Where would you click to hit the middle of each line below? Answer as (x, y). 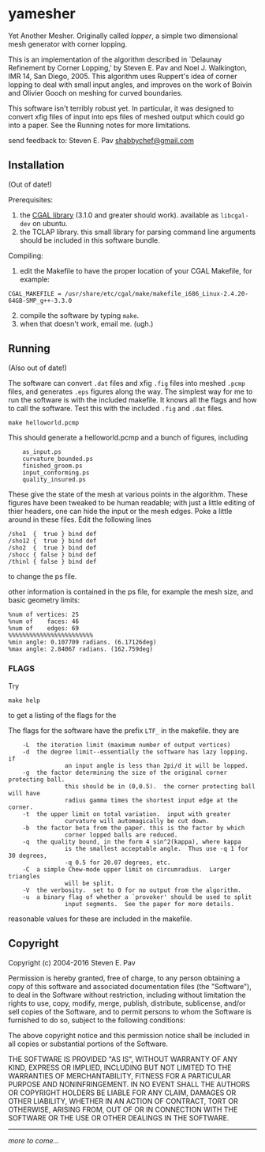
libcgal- (235, 215)
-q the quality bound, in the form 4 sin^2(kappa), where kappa (132, 842)
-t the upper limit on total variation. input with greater (127, 814)
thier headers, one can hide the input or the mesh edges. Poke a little (120, 511)
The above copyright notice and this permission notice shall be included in (129, 1035)
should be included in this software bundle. (90, 240)
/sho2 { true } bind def (52, 548)
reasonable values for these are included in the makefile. (100, 919)
